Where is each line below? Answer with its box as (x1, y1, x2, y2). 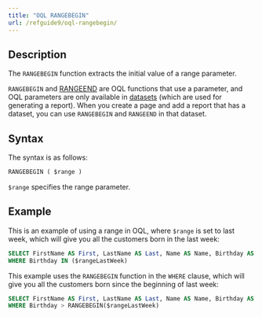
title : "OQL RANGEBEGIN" (8, 11, 89, 20)
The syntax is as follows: (8, 153, 88, 162)
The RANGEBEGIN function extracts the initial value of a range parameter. (8, 68, 237, 79)
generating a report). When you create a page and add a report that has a (8, 101, 246, 110)
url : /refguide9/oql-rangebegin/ (8, 19, 118, 27)
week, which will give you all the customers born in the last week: (8, 234, 220, 244)
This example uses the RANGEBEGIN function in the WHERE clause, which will (8, 271, 245, 280)
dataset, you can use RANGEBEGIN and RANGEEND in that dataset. (8, 109, 207, 119)
